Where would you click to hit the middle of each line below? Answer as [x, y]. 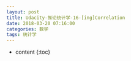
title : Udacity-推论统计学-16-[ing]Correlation [66, 18]
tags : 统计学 [21, 35]
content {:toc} [33, 52]
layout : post [23, 12]
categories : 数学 [28, 29]
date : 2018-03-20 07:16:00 [41, 23]
